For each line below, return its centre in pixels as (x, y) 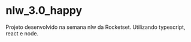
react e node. (22, 33)
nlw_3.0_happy (44, 10)
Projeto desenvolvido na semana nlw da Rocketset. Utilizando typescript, (95, 27)
